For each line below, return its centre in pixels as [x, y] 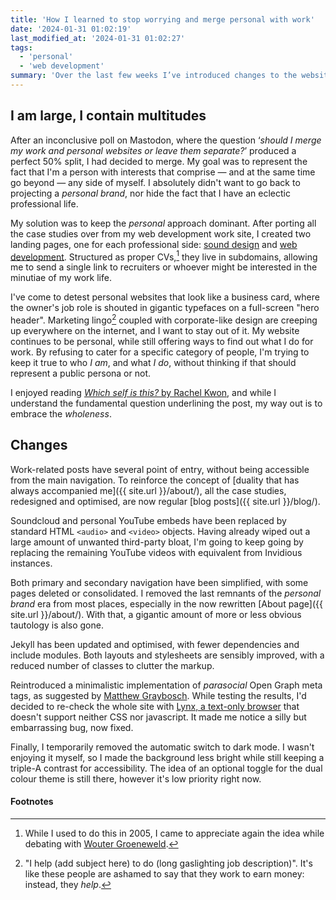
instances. [31, 563]
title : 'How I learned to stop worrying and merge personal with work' [162, 19]
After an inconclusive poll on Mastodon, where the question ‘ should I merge [166, 140]
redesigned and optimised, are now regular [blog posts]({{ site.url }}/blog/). [165, 501]
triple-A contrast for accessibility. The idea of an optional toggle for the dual [166, 768]
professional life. [44, 203]
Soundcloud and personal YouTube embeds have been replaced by [148, 520]
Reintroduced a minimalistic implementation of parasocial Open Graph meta [166, 685]
